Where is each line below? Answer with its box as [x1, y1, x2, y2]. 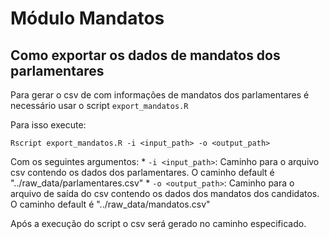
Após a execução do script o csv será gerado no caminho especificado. [10, 218, 307, 229]
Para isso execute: [10, 119, 87, 131]
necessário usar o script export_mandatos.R [10, 100, 189, 111]
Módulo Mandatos [10, 7, 165, 30]
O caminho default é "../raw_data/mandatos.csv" [10, 198, 211, 210]
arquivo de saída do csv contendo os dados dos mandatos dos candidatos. [10, 188, 320, 199]
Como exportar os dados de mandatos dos [10, 47, 281, 64]
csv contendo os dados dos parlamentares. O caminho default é [10, 167, 275, 178]
